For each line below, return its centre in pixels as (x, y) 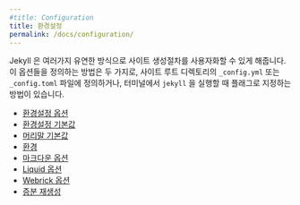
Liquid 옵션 (42, 169)
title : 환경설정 (36, 26)
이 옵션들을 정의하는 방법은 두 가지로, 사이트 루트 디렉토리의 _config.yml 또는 (145, 72)
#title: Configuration (51, 17)
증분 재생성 (42, 192)
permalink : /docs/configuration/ (72, 34)
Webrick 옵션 (46, 181)
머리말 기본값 (45, 136)
